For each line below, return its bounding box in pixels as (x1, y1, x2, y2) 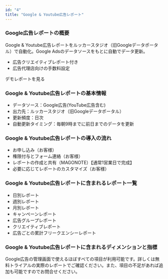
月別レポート (12, 205, 39, 211)
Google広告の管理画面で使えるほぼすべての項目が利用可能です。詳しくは (5, 256, 155, 262)
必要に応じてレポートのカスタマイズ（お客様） (12, 166, 109, 172)
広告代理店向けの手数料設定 (12, 65, 70, 71)
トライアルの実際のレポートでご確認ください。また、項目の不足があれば (9, 262, 159, 268)
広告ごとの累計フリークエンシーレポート (12, 230, 96, 236)
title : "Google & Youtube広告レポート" (5, 12, 84, 17)
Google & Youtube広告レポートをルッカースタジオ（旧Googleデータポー (5, 42, 154, 48)
